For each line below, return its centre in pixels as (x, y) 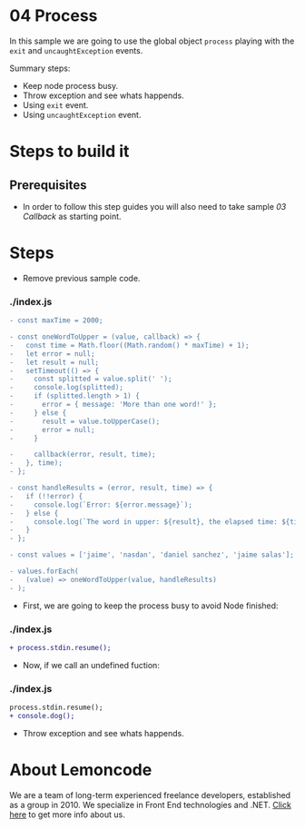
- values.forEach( (44, 572)
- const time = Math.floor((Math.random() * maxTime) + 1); (129, 345)
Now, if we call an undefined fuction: (91, 665)
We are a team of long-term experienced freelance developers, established (150, 794)
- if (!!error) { (46, 496)
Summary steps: (40, 68)
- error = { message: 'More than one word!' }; (113, 405)
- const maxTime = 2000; (56, 321)
